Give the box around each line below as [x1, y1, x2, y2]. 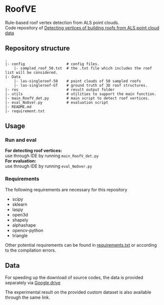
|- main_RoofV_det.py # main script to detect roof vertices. [5, 95, 150, 101]
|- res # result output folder [5, 87, 115, 92]
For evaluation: [5, 158, 37, 164]
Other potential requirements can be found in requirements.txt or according [5, 242, 157, 248]
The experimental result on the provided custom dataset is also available [5, 289, 152, 295]
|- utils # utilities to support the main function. [5, 92, 157, 96]
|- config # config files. [5, 61, 99, 67]
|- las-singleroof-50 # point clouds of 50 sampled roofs [14, 78, 141, 84]
